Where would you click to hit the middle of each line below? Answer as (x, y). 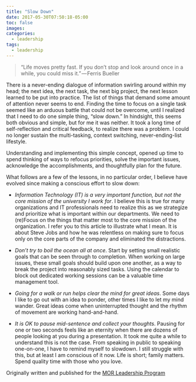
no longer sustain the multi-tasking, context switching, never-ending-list (94, 135)
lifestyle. (17, 141)
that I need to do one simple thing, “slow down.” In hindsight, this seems (94, 116)
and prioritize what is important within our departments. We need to (97, 213)
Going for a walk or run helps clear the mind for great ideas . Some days (102, 293)
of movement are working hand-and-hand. (67, 312)
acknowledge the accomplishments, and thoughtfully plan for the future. (94, 165)
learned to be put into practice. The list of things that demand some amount (98, 97)
